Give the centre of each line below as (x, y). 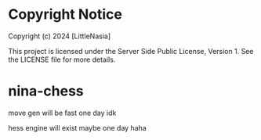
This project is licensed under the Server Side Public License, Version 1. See (131, 51)
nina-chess (46, 91)
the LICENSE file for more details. (62, 59)
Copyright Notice (65, 14)
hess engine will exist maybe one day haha (77, 127)
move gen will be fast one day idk (62, 113)
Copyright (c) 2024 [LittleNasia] (60, 36)
